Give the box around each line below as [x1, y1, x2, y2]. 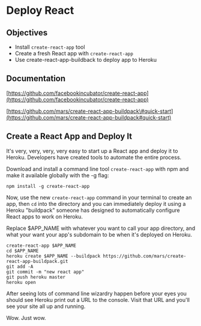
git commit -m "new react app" [6, 268, 85, 275]
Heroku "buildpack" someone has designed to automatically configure [6, 207, 180, 214]
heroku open [6, 279, 36, 285]
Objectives [6, 28, 48, 38]
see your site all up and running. [6, 303, 86, 310]
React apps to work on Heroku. [6, 213, 83, 220]
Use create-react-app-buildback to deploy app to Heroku [14, 56, 157, 63]
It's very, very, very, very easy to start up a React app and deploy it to [6, 147, 178, 154]
